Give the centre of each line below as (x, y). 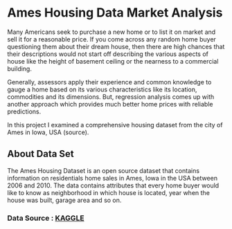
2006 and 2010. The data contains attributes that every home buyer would (113, 185)
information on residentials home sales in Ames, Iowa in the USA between (113, 178)
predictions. (24, 111)
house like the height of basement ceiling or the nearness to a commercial (113, 61)
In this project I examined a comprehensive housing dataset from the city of (115, 125)
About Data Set (41, 154)
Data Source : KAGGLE (46, 218)
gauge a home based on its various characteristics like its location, (102, 89)
